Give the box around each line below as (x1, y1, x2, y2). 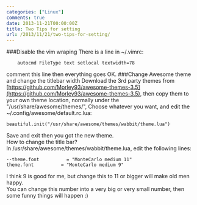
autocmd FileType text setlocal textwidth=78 (17, 60, 135, 66)
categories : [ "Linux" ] (6, 9, 64, 15)
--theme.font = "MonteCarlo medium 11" (6, 156, 132, 163)
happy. (6, 179, 24, 186)
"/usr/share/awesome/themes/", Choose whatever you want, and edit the (6, 103, 190, 110)
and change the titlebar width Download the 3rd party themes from (6, 77, 175, 85)
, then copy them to (140, 90, 189, 97)
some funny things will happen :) (6, 192, 88, 200)
